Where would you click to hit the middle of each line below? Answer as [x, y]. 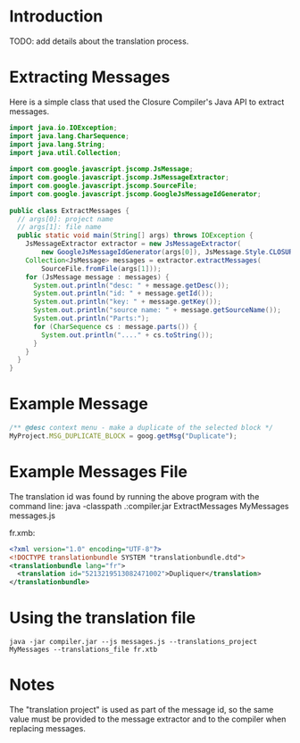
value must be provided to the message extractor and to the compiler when [148, 719]
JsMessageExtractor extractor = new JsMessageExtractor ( [133, 244]
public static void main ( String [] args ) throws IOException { [135, 235]
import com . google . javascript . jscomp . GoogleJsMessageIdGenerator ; [135, 194]
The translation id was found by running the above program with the [134, 496]
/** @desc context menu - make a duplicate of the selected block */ [142, 428]
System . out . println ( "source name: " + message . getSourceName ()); [157, 310]
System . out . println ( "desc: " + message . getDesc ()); [131, 285]
